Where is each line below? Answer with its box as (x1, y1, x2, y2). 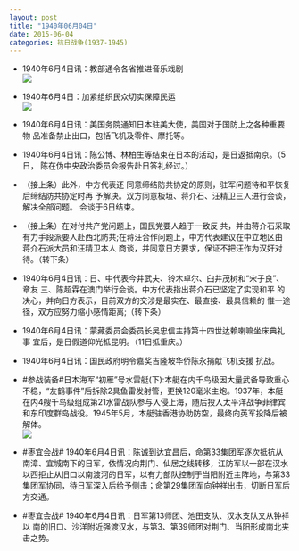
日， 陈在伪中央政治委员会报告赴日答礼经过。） (21, 160, 194, 171)
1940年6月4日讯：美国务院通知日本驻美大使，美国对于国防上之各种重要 (21, 119, 286, 130)
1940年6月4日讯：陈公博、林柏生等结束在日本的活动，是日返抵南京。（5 (21, 149, 287, 160)
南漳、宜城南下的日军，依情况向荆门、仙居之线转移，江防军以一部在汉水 (21, 458, 288, 469)
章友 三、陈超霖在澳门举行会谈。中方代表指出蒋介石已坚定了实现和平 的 (21, 284, 286, 295)
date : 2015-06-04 (9, 29, 74, 38)
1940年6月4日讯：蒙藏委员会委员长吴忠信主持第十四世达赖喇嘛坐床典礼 (21, 325, 286, 336)
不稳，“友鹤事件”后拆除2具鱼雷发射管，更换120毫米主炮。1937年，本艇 (21, 385, 284, 397)
